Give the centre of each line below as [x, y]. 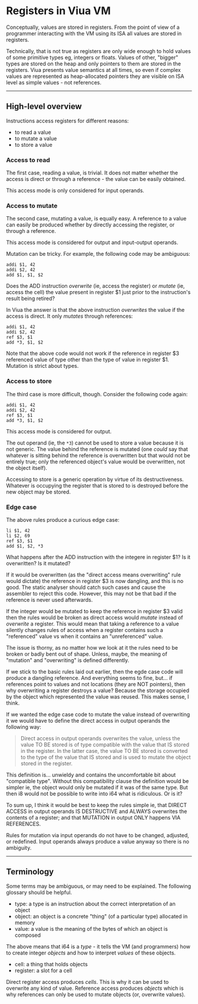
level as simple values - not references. [54, 82]
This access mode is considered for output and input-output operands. [92, 242]
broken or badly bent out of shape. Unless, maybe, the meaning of [87, 654]
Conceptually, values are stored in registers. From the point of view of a [93, 27]
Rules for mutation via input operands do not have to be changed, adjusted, [98, 835]
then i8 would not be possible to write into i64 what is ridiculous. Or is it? [94, 794]
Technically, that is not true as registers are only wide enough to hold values [99, 51]
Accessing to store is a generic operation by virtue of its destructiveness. [95, 479]
